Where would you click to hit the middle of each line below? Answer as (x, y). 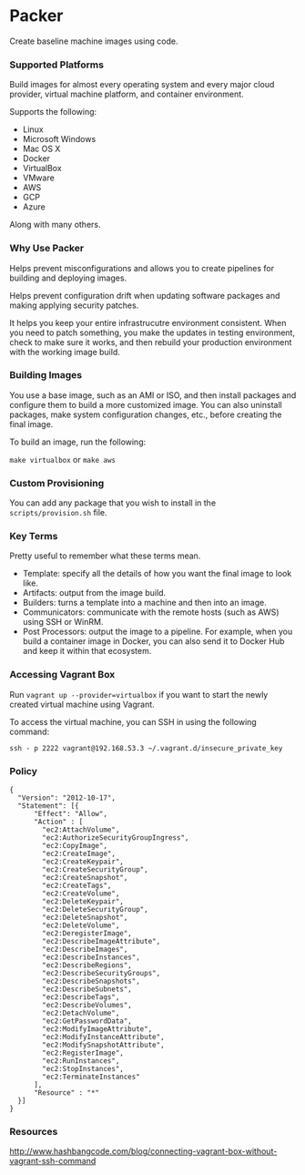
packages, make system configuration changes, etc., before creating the (146, 414)
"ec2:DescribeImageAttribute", (102, 942)
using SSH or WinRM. (63, 622)
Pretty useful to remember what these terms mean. (105, 556)
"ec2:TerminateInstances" (91, 1077)
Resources (34, 1131)
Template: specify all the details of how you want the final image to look (157, 574)
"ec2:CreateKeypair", (83, 862)
